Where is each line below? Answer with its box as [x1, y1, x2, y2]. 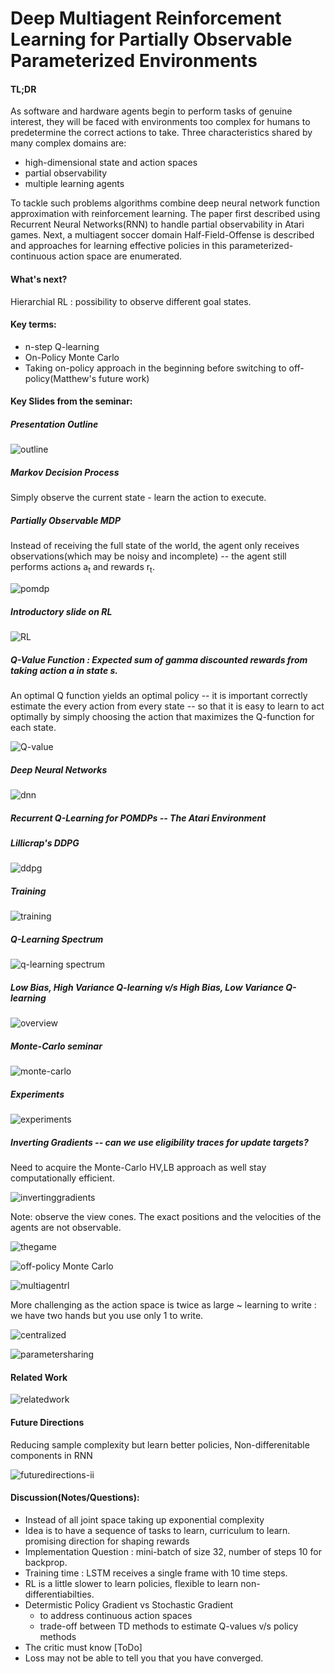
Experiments [10, 1088, 65, 1100]
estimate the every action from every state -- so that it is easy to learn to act [10, 700, 325, 712]
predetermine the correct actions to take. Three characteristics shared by [10, 127, 313, 139]
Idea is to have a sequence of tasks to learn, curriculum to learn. [24, 1524, 291, 1536]
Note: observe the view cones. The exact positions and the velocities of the [10, 1211, 322, 1223]
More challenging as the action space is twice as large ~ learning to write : [10, 1299, 317, 1311]
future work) [98, 372, 150, 384]
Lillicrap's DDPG [10, 837, 80, 849]
